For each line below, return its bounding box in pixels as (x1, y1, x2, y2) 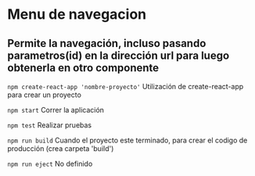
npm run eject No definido (7, 159, 93, 168)
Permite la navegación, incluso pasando (7, 37, 207, 50)
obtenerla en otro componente (7, 61, 160, 74)
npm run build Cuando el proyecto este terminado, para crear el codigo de (7, 135, 248, 145)
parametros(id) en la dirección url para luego (7, 48, 230, 62)
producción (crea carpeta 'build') (7, 144, 114, 153)
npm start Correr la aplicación (7, 106, 105, 114)
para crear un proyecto (7, 90, 81, 99)
